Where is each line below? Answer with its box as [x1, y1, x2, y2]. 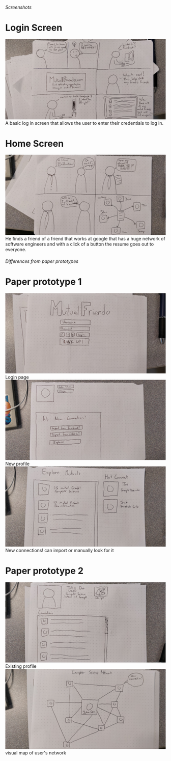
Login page [5, 374, 29, 380]
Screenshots [5, 4, 32, 10]
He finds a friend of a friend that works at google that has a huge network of [5, 236, 165, 242]
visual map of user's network [5, 749, 66, 756]
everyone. [5, 247, 26, 253]
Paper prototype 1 [5, 276, 82, 288]
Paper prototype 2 [5, 565, 84, 577]
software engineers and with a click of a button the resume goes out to [5, 241, 154, 247]
